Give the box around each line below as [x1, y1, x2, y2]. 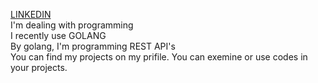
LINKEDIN [10, 9, 52, 20]
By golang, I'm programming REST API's [10, 40, 176, 52]
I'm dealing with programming [10, 19, 134, 31]
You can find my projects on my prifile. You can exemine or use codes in [10, 51, 308, 63]
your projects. [10, 62, 68, 73]
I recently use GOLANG [10, 30, 107, 41]
